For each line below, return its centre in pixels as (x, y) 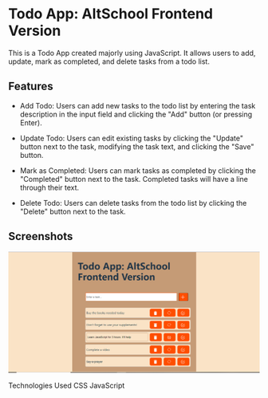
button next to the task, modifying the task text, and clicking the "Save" (137, 146)
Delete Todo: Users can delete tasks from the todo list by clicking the (133, 203)
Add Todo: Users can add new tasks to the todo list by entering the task (138, 105)
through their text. (49, 187)
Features (31, 87)
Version (35, 31)
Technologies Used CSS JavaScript (67, 386)
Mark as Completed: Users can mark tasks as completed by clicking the (138, 170)
